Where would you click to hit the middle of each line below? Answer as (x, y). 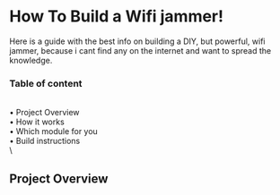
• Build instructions (45, 141)
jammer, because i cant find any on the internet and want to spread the (140, 50)
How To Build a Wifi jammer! (117, 17)
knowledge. (31, 60)
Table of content (46, 83)
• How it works (37, 122)
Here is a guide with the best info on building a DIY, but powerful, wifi (137, 41)
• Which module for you (54, 131)
